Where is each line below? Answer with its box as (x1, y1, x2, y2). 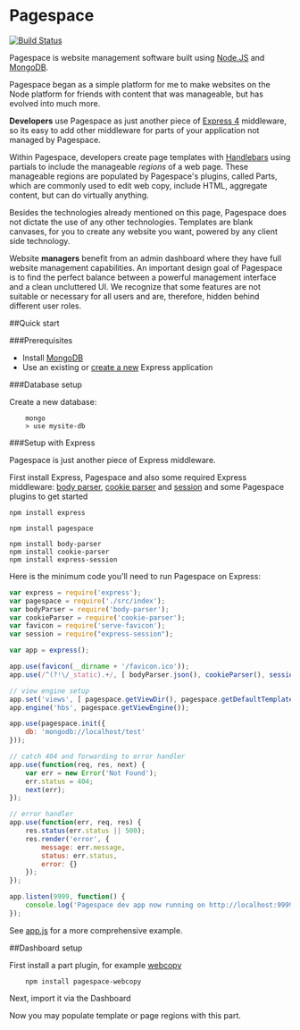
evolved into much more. (9, 97, 101, 108)
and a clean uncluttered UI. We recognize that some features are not (9, 281, 262, 291)
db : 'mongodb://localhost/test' (25, 728, 146, 737)
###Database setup (9, 379, 83, 390)
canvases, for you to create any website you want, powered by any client (9, 225, 279, 237)
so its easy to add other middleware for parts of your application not (9, 124, 260, 135)
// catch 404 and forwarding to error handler (9, 752, 186, 761)
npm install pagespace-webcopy (25, 976, 142, 986)
